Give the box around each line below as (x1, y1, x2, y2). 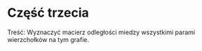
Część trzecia (7, 5, 89, 21)
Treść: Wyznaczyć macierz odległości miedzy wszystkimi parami (7, 28, 195, 36)
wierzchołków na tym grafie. (7, 35, 90, 43)
